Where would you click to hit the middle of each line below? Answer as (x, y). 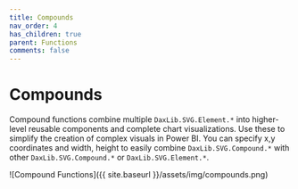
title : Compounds (41, 17)
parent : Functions (43, 42)
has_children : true (46, 34)
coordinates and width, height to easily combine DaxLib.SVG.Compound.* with (149, 148)
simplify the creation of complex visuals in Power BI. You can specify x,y (142, 138)
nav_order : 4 (33, 26)
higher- (265, 119)
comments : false (39, 51)
